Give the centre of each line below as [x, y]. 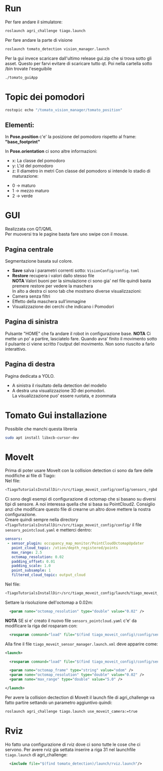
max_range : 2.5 [27, 552]
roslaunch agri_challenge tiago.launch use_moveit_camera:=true [71, 711]
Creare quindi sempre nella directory [42, 520]
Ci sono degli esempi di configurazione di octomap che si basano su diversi [81, 499]
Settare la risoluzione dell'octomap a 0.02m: [49, 602]
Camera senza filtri [31, 296]
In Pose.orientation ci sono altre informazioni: [51, 151]
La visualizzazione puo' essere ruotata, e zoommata [64, 396]
